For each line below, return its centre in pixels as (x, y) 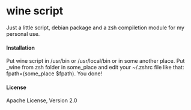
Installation (20, 48)
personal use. (23, 33)
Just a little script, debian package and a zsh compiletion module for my (95, 27)
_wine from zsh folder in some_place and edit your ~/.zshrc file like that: (95, 68)
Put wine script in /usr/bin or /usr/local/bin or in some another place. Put (95, 61)
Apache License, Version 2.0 (42, 100)
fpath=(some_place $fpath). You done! (54, 74)
